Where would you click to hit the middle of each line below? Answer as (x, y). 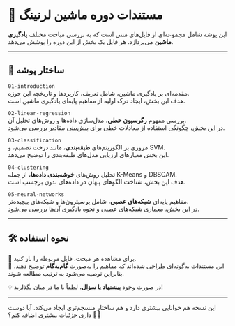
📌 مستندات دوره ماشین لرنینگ (85, 15)
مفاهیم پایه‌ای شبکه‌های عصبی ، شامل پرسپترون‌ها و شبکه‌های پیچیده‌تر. (98, 201)
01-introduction (31, 86)
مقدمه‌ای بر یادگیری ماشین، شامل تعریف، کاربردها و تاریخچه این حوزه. (99, 93)
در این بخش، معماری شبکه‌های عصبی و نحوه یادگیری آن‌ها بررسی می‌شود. (104, 209)
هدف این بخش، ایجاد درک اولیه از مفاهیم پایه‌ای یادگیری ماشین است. (97, 101)
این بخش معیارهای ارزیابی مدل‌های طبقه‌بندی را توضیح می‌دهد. (89, 154)
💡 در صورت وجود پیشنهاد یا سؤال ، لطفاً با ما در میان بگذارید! (85, 287)
